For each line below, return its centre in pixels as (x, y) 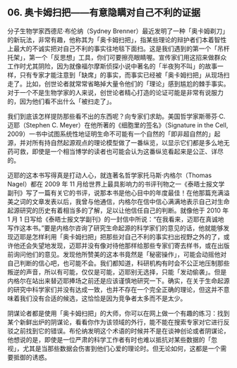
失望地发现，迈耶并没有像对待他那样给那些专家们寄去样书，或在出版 (130, 246)
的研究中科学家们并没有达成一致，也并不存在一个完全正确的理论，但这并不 (115, 289)
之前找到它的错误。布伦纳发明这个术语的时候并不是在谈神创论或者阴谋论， (121, 331)
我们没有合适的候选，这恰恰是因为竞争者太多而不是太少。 (103, 298)
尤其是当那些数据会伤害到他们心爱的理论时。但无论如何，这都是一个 (121, 348)
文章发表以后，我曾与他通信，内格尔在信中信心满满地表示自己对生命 (130, 201)
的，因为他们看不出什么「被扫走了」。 (61, 101)
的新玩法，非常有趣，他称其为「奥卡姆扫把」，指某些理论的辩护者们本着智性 (117, 39)
